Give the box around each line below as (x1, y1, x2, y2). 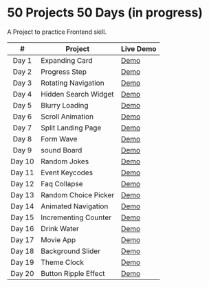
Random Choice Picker (41, 190, 115, 199)
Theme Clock (41, 257, 85, 267)
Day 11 (10, 168, 34, 177)
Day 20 (10, 268, 34, 278)
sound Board (41, 145, 82, 155)
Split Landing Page (41, 123, 102, 132)
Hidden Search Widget (41, 89, 114, 99)
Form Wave (41, 134, 78, 143)
